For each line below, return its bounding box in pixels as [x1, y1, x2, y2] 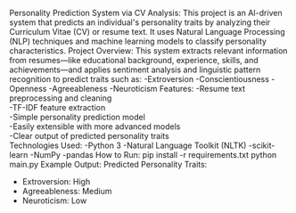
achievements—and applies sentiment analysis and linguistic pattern [9, 64, 261, 75]
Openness [9, 84, 47, 94]
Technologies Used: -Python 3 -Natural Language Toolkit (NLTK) [9, 140, 247, 151]
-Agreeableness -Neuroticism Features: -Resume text [48, 84, 246, 94]
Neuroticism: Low [21, 195, 87, 206]
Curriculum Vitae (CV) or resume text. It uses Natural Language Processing [9, 27, 285, 37]
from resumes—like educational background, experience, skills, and [9, 55, 259, 65]
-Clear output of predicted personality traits [9, 131, 169, 141]
